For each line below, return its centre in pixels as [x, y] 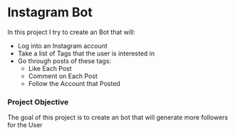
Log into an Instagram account [63, 45]
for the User [25, 125]
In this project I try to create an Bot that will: [71, 32]
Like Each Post [50, 68]
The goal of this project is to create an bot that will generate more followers [118, 117]
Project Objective [38, 102]
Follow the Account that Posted [74, 83]
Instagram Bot [50, 12]
